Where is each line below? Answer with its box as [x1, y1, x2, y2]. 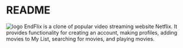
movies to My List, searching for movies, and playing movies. [6, 35, 155, 42]
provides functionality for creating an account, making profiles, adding [6, 29, 178, 36]
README [6, 4, 51, 17]
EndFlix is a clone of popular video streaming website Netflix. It [24, 23, 178, 30]
